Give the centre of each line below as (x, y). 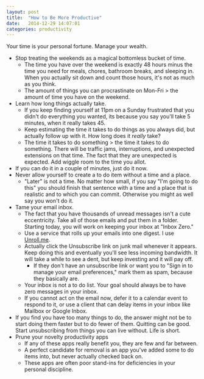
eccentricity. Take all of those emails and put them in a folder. (101, 220)
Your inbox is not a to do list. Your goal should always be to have (105, 285)
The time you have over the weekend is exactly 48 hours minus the (108, 65)
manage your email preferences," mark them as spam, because (113, 272)
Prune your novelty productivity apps (62, 337)
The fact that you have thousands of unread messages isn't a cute (107, 214)
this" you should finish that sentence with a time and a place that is (108, 188)
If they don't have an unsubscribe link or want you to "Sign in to (113, 265)
